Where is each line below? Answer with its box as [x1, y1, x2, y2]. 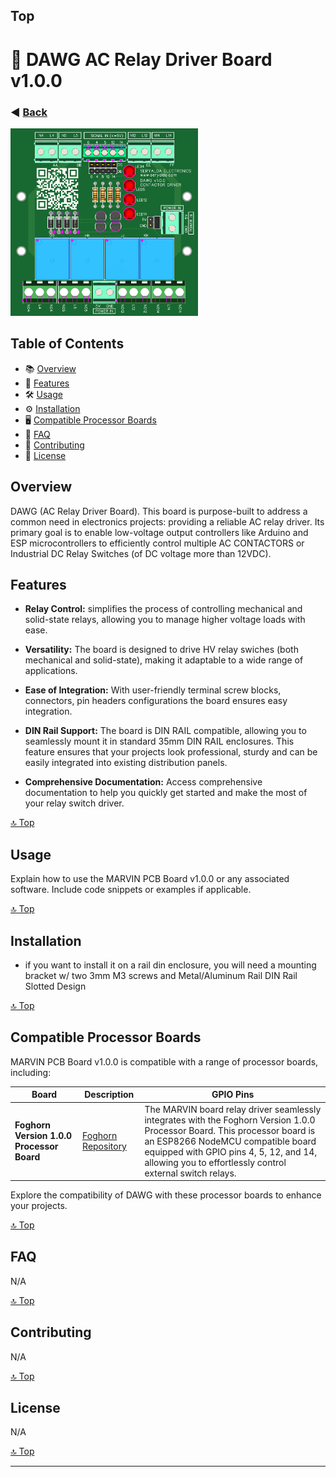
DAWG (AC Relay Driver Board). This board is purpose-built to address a [10, 505, 308, 517]
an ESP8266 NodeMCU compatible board [144, 1135, 317, 1147]
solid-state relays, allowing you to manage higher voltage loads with [24, 614, 306, 626]
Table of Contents [10, 335, 125, 353]
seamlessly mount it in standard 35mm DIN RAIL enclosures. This [24, 735, 295, 748]
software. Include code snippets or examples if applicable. [10, 884, 252, 896]
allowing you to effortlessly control [144, 1156, 287, 1168]
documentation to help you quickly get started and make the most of [24, 787, 308, 799]
